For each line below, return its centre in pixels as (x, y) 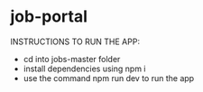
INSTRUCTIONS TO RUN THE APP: (75, 41)
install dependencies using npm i (84, 69)
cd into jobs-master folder (72, 59)
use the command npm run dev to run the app (109, 78)
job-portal (49, 17)
